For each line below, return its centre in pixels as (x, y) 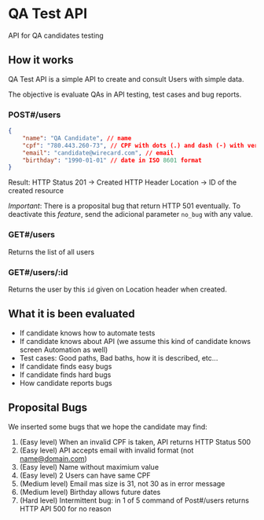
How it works (41, 60)
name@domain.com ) (53, 458)
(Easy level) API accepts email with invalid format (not (106, 450)
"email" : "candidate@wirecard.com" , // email (98, 153)
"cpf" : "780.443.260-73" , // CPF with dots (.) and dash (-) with (133, 145)
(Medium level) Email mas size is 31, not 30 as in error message (122, 483)
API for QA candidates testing (56, 35)
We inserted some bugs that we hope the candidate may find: (108, 427)
